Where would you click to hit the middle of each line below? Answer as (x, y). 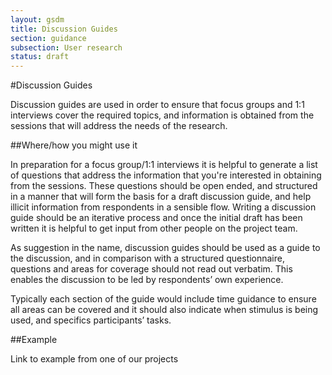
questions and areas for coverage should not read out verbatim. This (151, 269)
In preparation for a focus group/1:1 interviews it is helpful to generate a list (164, 165)
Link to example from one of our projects (94, 359)
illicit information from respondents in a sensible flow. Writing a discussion (163, 207)
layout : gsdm (37, 19)
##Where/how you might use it (74, 145)
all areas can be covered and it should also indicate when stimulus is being (164, 310)
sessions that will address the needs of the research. (119, 126)
